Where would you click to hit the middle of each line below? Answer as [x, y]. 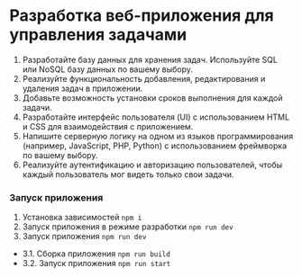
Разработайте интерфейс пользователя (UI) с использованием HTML [156, 117]
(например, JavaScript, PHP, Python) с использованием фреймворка [154, 146]
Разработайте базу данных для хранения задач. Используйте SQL [150, 59]
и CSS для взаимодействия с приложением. [108, 126]
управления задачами [98, 35]
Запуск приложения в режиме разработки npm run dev [128, 227]
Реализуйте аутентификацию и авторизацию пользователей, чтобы [152, 165]
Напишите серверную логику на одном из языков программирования [158, 136]
